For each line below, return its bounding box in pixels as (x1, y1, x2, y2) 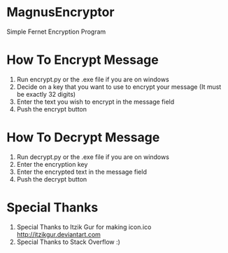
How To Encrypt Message (6, 52, 159, 68)
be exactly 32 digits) (16, 90, 76, 98)
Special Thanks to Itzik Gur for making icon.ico (16, 222, 152, 231)
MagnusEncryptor (6, 4, 115, 20)
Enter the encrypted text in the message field (16, 167, 148, 176)
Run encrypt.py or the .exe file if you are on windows (16, 75, 169, 83)
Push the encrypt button (16, 104, 87, 113)
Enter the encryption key (16, 160, 88, 168)
